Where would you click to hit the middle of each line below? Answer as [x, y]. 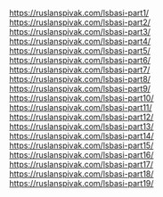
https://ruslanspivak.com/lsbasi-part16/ [81, 155]
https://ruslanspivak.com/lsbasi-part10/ [81, 98]
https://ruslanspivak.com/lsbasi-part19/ [81, 183]
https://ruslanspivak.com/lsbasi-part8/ [80, 79]
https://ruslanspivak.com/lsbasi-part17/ [81, 164]
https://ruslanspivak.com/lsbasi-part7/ [80, 70]
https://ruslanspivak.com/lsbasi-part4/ [80, 41]
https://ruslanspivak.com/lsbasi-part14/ [81, 136]
